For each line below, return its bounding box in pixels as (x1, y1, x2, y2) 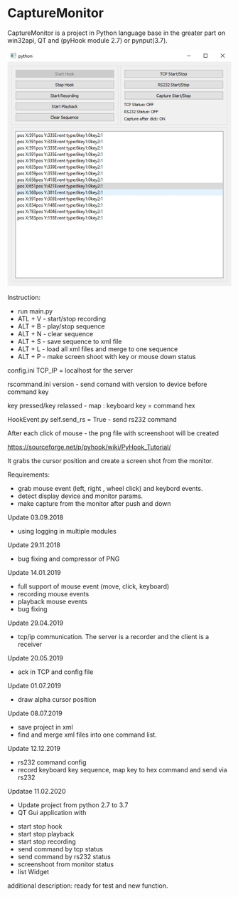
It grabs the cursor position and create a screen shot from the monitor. (7, 457, 213, 465)
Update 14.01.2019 (7, 569, 62, 577)
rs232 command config (17, 758, 87, 767)
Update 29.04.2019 (7, 618, 64, 628)
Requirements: (7, 470, 50, 479)
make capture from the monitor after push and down (17, 499, 172, 508)
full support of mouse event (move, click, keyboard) (17, 582, 170, 591)
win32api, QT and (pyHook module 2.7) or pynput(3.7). (7, 36, 168, 44)
